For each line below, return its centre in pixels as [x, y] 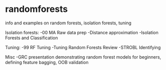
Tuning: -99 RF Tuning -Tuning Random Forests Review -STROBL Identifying [83, 47]
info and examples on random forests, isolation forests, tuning [68, 23]
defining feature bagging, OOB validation [47, 62]
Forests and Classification [31, 38]
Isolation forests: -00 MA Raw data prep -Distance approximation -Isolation [82, 32]
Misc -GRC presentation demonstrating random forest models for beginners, [83, 57]
